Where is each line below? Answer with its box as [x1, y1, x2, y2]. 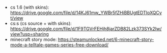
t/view [10, 15, 24, 21]
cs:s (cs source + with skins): [10, 20, 72, 26]
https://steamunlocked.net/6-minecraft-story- [58, 36, 154, 42]
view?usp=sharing [10, 31, 49, 37]
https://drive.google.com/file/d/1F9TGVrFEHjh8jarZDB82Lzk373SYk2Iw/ [10, 26, 162, 32]
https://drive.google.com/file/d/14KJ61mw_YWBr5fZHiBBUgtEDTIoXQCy [10, 10, 162, 16]
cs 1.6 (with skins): [10, 5, 49, 10]
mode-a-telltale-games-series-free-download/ [10, 42, 108, 47]
